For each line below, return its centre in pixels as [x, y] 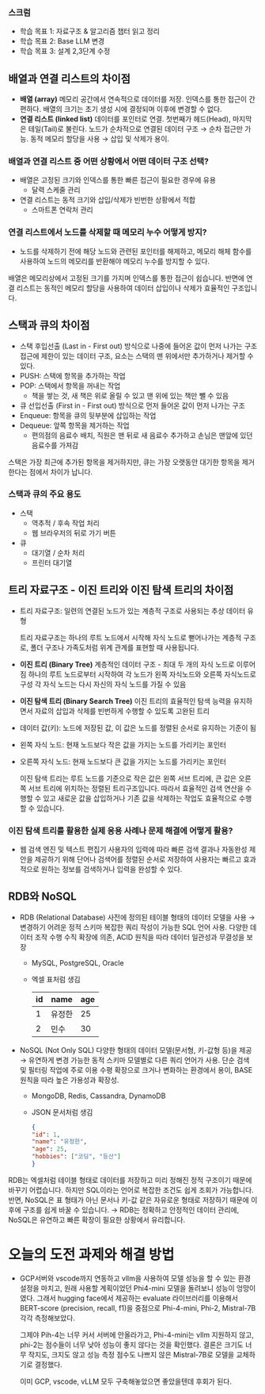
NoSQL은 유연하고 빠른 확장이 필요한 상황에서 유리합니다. [97, 1219]
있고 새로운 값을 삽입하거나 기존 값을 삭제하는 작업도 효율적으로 [140, 798]
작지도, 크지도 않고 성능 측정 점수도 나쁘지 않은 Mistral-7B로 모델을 [131, 1354]
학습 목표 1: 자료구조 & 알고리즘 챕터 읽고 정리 [89, 31]
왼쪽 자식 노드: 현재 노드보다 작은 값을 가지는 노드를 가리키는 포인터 [123, 744]
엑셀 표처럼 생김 [56, 979]
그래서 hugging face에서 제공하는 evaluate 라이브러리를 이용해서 [138, 1298]
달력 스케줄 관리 [56, 190]
